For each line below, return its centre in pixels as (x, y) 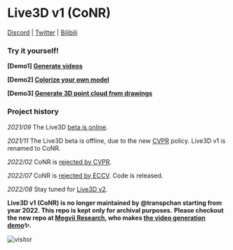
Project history (33, 112)
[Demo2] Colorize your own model (58, 80)
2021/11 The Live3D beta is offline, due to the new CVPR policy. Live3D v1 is (116, 140)
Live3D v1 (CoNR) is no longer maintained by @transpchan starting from (115, 203)
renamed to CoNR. (34, 148)
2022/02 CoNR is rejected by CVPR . (60, 162)
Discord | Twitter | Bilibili (42, 32)
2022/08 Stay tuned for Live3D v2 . (58, 189)
